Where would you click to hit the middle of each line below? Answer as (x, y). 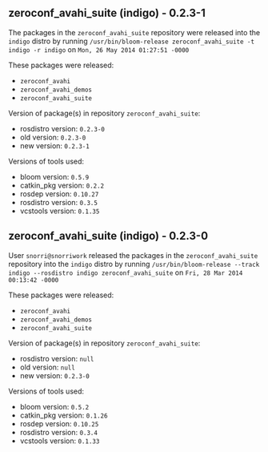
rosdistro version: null (57, 358)
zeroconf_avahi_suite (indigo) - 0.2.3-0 (108, 236)
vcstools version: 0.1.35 (60, 211)
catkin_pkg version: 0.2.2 (62, 185)
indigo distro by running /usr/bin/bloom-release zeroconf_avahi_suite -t (131, 41)
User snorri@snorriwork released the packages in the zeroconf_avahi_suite (133, 255)
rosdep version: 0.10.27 (59, 194)
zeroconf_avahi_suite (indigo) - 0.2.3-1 (107, 13)
